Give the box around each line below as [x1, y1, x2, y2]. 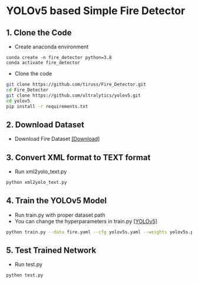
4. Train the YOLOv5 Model [6, 196, 107, 206]
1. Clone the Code [6, 28, 72, 38]
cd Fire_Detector [6, 87, 49, 93]
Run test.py [14, 261, 43, 268]
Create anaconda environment [14, 43, 89, 50]
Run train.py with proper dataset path [14, 211, 105, 219]
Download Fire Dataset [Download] [14, 136, 100, 143]
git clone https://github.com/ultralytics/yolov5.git [6, 93, 141, 98]
